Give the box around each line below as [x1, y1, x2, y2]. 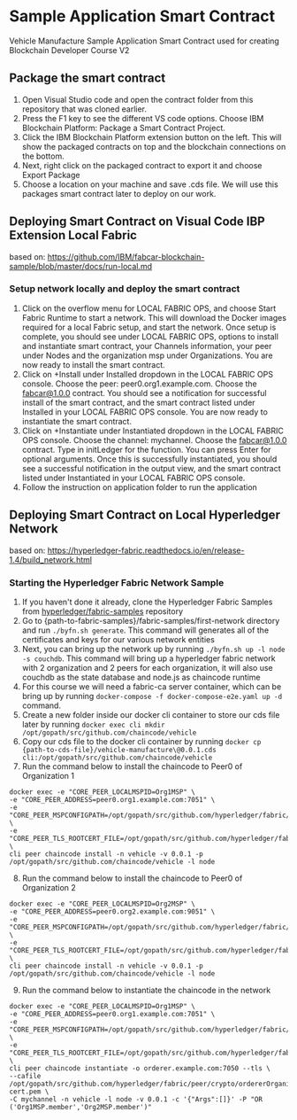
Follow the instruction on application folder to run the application [21, 481, 258, 493]
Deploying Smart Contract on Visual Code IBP [9, 214, 265, 229]
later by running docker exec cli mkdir [21, 719, 165, 729]
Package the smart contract [9, 71, 166, 86]
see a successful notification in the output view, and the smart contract [21, 463, 281, 473]
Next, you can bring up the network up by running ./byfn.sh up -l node [21, 643, 286, 654]
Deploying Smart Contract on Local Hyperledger [9, 508, 281, 523]
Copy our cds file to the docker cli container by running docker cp [21, 735, 262, 746]
